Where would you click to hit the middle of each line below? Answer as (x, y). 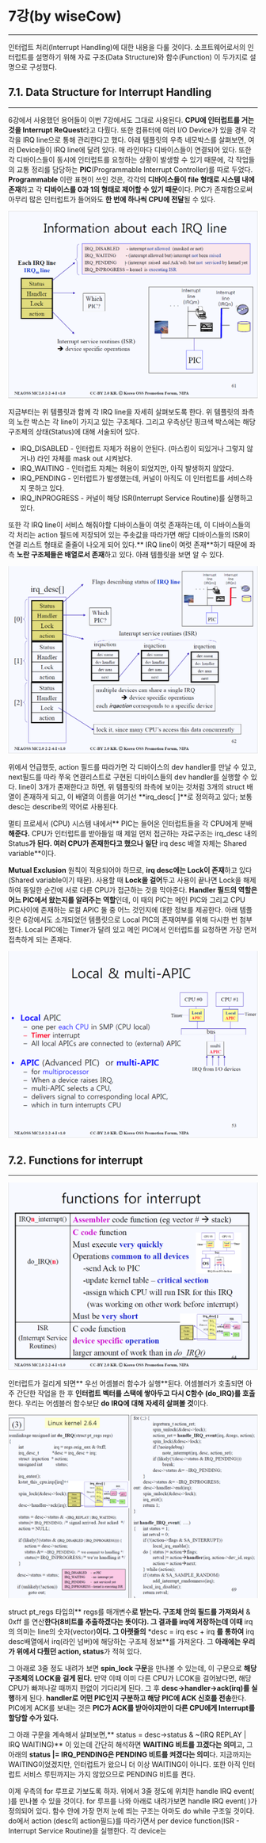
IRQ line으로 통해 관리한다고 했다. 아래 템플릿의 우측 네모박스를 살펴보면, (135, 140)
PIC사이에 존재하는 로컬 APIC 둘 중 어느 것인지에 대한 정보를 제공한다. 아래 (123, 909)
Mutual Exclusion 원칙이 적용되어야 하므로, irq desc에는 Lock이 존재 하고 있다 (130, 870)
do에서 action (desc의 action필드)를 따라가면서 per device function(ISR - (124, 1821)
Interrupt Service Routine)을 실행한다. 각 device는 (87, 1830)
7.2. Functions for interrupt (76, 1160)
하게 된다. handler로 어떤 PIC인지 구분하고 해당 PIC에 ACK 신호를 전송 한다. (131, 1698)
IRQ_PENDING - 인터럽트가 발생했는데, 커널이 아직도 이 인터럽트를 (122, 478)
